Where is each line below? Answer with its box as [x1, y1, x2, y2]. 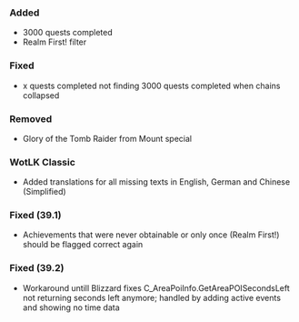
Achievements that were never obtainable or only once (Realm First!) [22, 229, 280, 240]
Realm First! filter [22, 36, 87, 47]
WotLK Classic [9, 156, 75, 168]
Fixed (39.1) [9, 209, 62, 222]
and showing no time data [22, 302, 120, 313]
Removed [9, 112, 53, 125]
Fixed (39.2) [9, 262, 65, 275]
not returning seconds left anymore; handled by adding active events [22, 292, 282, 303]
